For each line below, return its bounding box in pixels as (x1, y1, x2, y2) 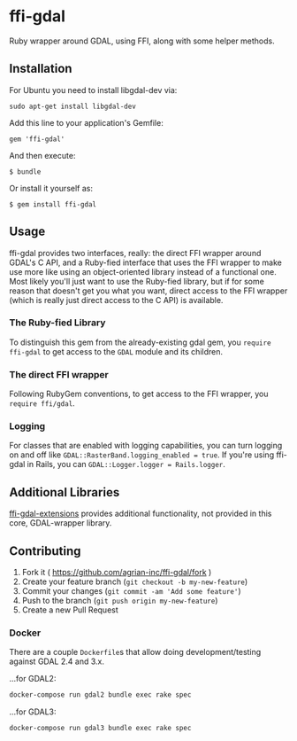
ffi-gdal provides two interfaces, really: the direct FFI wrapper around (9, 247, 262, 258)
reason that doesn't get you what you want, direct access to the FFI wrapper (9, 285, 288, 296)
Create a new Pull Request (21, 604, 119, 615)
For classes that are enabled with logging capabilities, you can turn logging (9, 441, 283, 451)
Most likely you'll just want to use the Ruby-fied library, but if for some (9, 276, 265, 286)
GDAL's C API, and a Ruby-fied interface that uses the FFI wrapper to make (9, 257, 283, 268)
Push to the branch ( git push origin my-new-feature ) (21, 596, 218, 606)
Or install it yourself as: (9, 183, 93, 193)
